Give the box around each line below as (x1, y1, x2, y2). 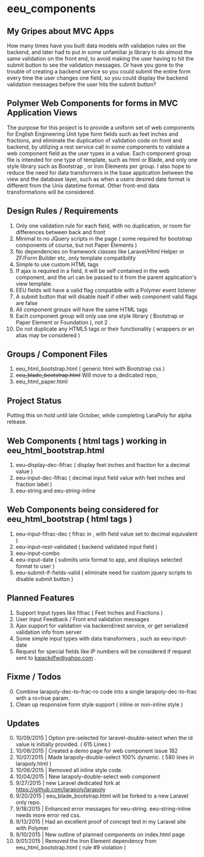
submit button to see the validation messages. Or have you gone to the (7, 61, 183, 69)
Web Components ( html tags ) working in (7, 435, 167, 446)
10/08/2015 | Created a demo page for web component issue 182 (15, 747, 178, 754)
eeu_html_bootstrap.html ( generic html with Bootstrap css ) (15, 365, 165, 372)
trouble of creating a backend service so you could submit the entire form (7, 68, 191, 75)
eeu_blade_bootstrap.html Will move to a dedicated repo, (15, 372, 158, 379)
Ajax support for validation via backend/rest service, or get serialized (15, 622, 188, 629)
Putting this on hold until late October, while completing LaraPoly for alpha (7, 412, 192, 419)
